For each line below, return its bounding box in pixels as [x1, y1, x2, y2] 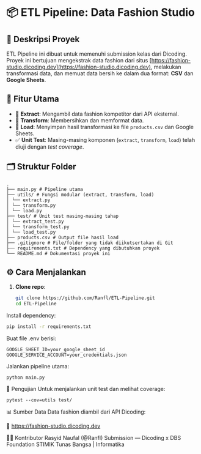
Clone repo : [15, 283, 46, 291]
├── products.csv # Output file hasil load [6, 234, 119, 240]
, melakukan [150, 63, 181, 70]
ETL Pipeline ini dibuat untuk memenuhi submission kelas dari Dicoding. [6, 50, 188, 58]
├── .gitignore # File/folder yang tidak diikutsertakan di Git [6, 240, 174, 246]
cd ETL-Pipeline [15, 301, 57, 307]
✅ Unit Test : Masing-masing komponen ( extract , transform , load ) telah [15, 136, 196, 143]
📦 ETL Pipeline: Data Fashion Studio [6, 6, 196, 20]
